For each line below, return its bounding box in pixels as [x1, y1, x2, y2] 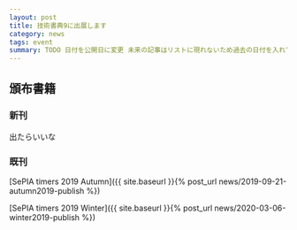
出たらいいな [9, 131, 56, 142]
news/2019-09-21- [218, 176, 287, 187]
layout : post [9, 12, 57, 22]
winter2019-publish [9, 212, 80, 223]
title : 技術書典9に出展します [9, 21, 108, 30]
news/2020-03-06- [214, 203, 286, 213]
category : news [9, 29, 65, 38]
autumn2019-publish [9, 186, 85, 196]
